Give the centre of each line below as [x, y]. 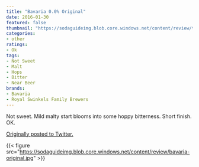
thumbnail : [20, 28]
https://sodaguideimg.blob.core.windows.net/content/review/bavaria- [105, 152]
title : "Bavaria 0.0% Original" [46, 12]
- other [16, 39]
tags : [13, 55]
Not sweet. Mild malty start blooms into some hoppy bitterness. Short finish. [99, 116]
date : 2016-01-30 [28, 17]
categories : [21, 34]
